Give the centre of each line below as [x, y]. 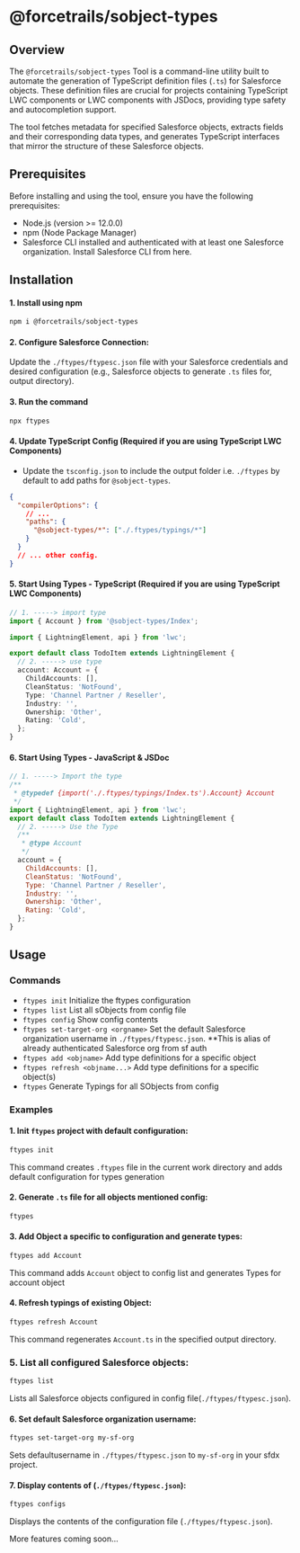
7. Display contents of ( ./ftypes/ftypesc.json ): [98, 1485]
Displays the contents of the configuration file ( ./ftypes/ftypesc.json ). [141, 1522]
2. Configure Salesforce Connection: [79, 342]
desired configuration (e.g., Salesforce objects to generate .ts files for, [141, 371]
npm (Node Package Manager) [79, 232]
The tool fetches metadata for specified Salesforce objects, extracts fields [146, 127]
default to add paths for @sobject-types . [96, 480]
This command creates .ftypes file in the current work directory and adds [146, 1167]
